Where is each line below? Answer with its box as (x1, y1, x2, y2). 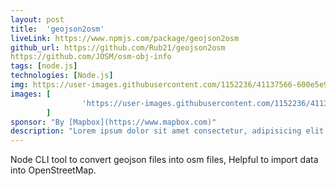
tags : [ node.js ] (10, 61, 78, 71)
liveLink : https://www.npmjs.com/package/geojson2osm (10, 33, 240, 43)
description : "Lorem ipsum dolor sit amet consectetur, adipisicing (10, 126, 302, 136)
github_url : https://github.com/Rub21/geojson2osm (10, 42, 226, 53)
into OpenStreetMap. (10, 164, 97, 176)
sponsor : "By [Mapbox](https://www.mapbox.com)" (10, 117, 217, 127)
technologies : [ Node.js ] (10, 71, 114, 81)
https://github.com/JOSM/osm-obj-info (10, 52, 172, 62)
